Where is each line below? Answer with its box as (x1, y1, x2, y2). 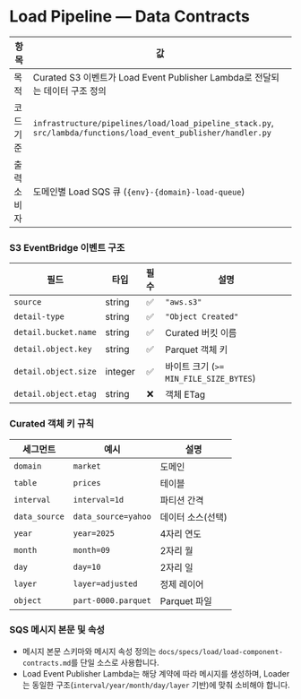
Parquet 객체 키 (165, 343, 228, 356)
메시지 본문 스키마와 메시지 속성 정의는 (21, 645, 157, 656)
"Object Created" (165, 312, 239, 322)
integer (105, 366, 136, 378)
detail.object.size (13, 367, 97, 377)
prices (73, 478, 101, 488)
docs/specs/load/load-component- (158, 647, 284, 656)
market (73, 461, 101, 471)
